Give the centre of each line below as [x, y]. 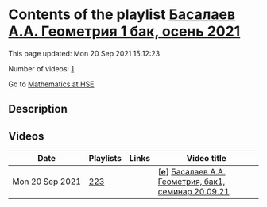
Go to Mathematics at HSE [51, 84]
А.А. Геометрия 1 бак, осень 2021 [124, 31]
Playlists [105, 159]
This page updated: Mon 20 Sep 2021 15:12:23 [84, 53]
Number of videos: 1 [41, 68]
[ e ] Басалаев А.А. [192, 172]
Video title [206, 159]
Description [38, 109]
